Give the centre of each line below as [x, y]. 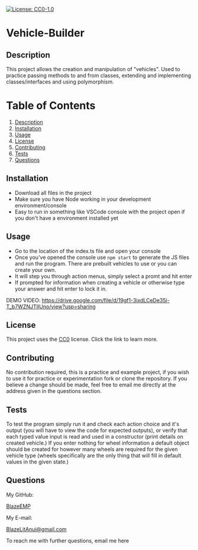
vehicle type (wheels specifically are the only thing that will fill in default [94, 455]
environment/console [40, 205]
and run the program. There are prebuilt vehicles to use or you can [96, 263]
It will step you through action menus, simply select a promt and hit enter [103, 276]
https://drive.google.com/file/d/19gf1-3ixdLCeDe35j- [106, 300]
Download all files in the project [53, 193]
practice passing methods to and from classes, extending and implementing [99, 75]
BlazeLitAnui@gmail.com [36, 529]
